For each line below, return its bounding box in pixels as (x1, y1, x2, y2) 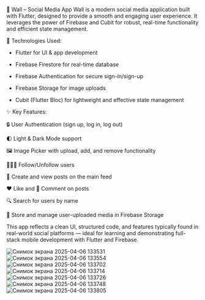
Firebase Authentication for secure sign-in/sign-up (15, 73, 144, 79)
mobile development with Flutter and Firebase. (21, 236, 139, 243)
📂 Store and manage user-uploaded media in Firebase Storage (6, 211, 164, 218)
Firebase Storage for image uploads (15, 84, 106, 92)
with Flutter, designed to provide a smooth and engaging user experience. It (6, 12, 198, 20)
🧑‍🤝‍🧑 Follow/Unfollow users (6, 161, 75, 168)
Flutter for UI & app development (15, 49, 98, 56)
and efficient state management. (6, 25, 89, 32)
